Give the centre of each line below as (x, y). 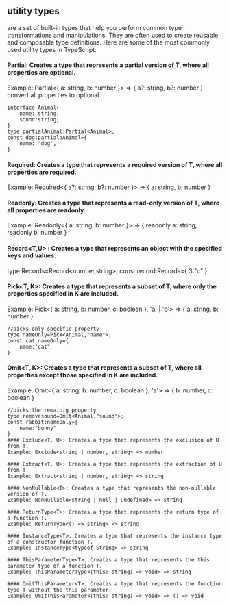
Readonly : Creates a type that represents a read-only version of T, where (113, 203)
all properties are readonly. (47, 210)
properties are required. (42, 172)
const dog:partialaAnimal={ (47, 138)
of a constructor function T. (50, 542)
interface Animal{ (33, 108)
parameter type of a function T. (55, 566)
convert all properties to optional (53, 95)
